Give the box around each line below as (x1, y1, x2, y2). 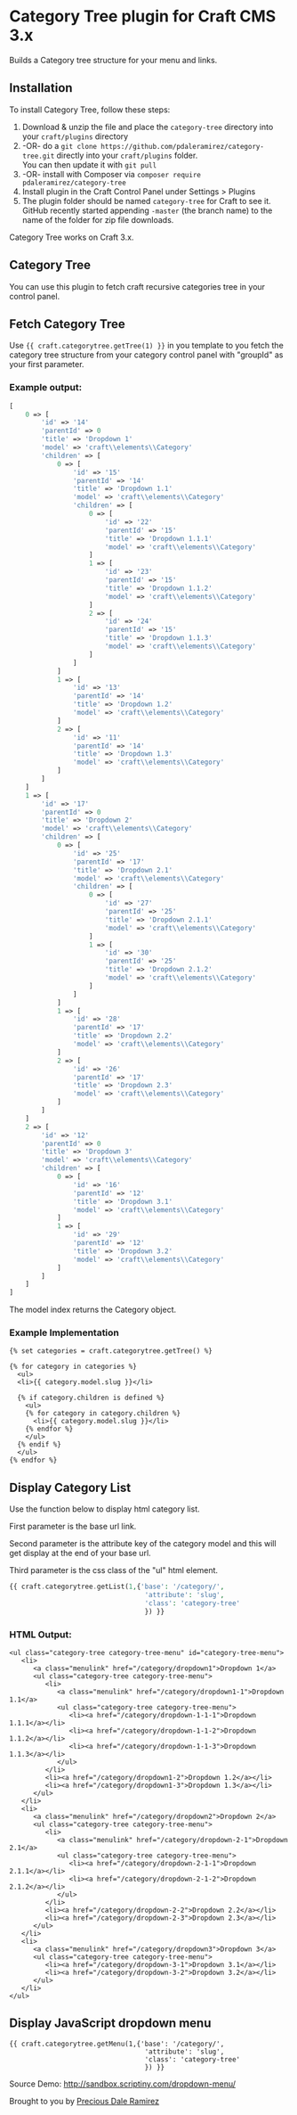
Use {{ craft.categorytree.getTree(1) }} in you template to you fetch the (9, 340, 285, 351)
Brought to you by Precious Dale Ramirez (9, 2095, 160, 2106)
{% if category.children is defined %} (17, 1393, 165, 1403)
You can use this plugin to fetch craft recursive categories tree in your (9, 281, 265, 291)
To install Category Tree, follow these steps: (9, 104, 171, 115)
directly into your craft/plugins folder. (56, 150, 198, 160)
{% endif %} (17, 1440, 62, 1449)
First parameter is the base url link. (9, 1521, 137, 1532)
